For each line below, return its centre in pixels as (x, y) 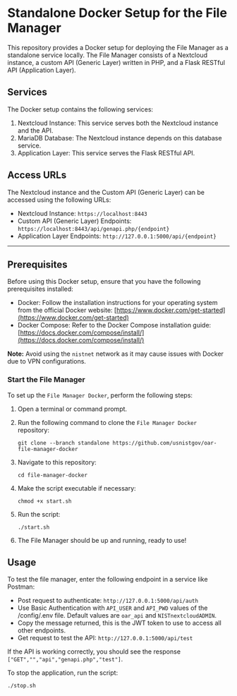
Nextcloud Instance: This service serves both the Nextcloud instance (118, 123)
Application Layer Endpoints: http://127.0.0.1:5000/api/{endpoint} (117, 236)
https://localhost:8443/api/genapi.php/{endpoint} (93, 229)
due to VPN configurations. (47, 361)
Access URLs (37, 175)
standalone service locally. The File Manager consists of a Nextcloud (108, 55)
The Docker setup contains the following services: (80, 109)
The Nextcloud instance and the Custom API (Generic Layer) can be (106, 192)
